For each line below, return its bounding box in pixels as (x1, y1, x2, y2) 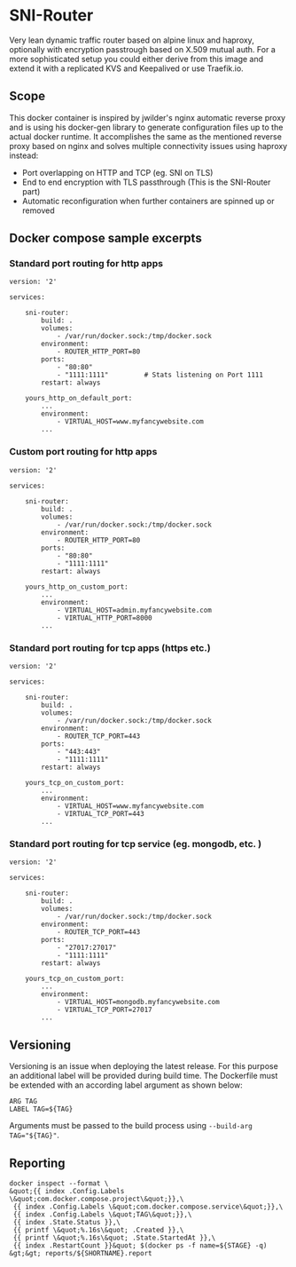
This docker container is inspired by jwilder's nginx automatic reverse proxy (9, 112, 286, 123)
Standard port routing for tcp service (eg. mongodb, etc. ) (9, 837, 262, 850)
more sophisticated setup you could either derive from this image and (9, 53, 264, 64)
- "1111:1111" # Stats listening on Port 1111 (56, 370, 264, 380)
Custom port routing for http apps (9, 446, 158, 458)
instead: (9, 150, 39, 161)
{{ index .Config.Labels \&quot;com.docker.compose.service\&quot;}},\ (12, 1202, 284, 1211)
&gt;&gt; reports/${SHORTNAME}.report (9, 1248, 152, 1257)
